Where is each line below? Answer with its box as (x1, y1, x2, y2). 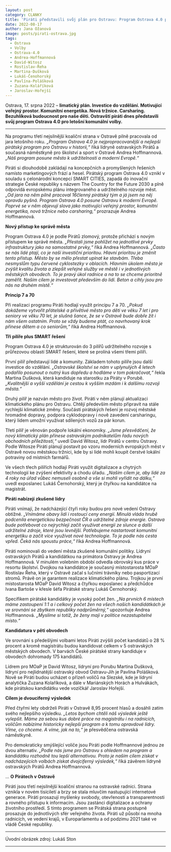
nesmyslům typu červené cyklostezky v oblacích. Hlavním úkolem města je (5, 260, 163, 266)
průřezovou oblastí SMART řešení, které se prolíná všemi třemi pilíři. (5, 348, 148, 355)
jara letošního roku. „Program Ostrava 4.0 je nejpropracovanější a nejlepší (5, 138, 161, 144)
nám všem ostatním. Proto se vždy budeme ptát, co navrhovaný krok (5, 318, 151, 324)
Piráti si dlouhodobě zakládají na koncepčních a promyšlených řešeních (5, 164, 155, 171)
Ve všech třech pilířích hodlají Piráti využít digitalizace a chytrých (5, 464, 141, 470)
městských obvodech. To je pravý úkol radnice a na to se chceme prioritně (5, 271, 162, 277)
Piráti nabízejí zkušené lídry (5, 495, 65, 502)
